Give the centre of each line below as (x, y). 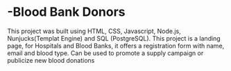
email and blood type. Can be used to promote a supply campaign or (105, 53)
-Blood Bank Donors (67, 12)
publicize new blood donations (51, 60)
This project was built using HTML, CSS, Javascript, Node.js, (94, 31)
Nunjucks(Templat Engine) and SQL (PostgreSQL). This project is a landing (114, 38)
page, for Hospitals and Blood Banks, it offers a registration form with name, (116, 45)
